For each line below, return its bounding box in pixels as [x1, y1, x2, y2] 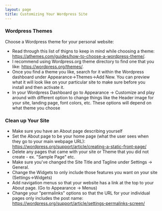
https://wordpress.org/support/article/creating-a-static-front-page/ [12, 144, 147, 150]
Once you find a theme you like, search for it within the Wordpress [12, 69, 144, 74]
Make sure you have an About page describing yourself [12, 128, 123, 134]
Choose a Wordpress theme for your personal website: [5, 38, 115, 44]
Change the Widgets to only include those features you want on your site [12, 170, 158, 176]
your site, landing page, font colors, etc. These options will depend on [12, 100, 151, 105]
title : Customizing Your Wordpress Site [5, 12, 88, 17]
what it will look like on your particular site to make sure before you [12, 79, 146, 85]
